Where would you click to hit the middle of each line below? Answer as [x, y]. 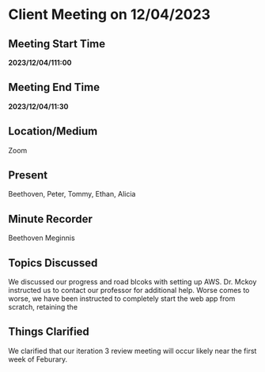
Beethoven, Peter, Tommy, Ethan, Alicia [72, 194]
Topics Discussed [53, 263]
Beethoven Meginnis [42, 238]
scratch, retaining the [43, 307]
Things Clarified [49, 332]
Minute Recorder [50, 219]
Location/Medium [53, 132]
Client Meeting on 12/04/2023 [110, 15]
